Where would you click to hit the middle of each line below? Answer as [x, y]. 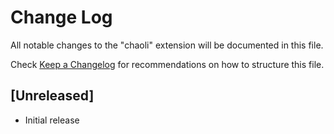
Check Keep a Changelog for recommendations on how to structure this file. [167, 64]
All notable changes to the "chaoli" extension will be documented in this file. [167, 45]
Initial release [52, 120]
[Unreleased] [52, 96]
